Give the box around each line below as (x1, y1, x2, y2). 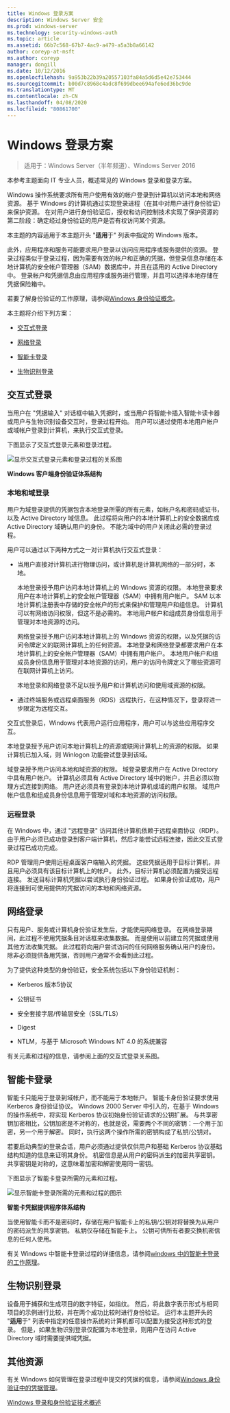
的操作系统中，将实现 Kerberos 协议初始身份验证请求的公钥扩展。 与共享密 (7, 1111, 218, 1119)
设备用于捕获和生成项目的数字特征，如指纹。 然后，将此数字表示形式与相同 (7, 1299, 219, 1307)
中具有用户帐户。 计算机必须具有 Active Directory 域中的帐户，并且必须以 (7, 773, 214, 782)
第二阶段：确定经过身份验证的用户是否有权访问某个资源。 (7, 216, 169, 224)
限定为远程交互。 (23, 704, 72, 712)
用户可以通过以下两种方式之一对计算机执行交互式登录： (7, 545, 163, 554)
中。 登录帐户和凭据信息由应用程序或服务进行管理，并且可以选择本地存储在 (7, 271, 219, 279)
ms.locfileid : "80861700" (7, 106, 81, 112)
